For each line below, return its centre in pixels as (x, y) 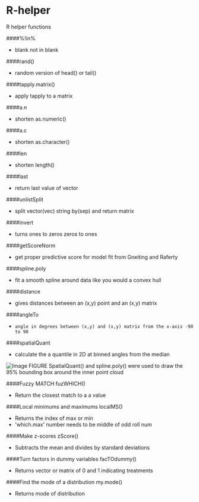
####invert (20, 222)
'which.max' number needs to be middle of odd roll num (83, 424)
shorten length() (34, 165)
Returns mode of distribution (50, 493)
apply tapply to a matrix (44, 96)
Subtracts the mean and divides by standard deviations (82, 447)
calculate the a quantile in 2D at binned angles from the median (92, 354)
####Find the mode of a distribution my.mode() (64, 482)
